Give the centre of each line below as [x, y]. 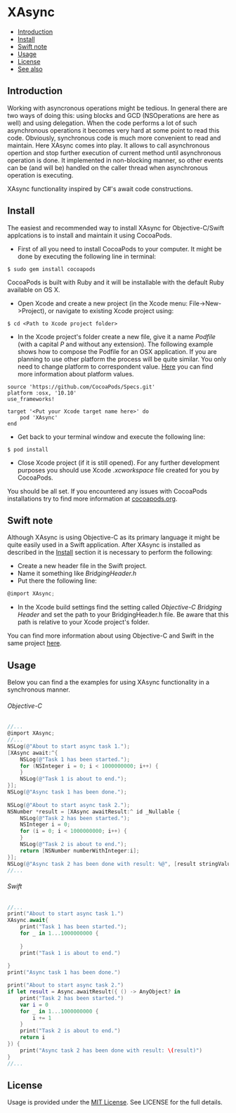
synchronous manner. [39, 690]
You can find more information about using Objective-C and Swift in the [111, 635]
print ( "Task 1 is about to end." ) [70, 953]
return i [33, 1038]
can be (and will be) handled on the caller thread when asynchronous [108, 167]
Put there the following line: [57, 581]
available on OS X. [34, 289]
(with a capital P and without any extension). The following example [115, 344]
